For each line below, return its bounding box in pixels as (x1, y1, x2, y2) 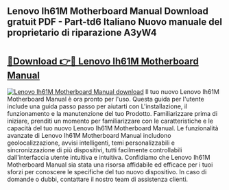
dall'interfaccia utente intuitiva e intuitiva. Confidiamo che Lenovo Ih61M (7, 154, 210, 161)
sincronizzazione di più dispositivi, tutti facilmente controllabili (7, 146, 182, 154)
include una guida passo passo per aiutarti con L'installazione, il (7, 102, 188, 110)
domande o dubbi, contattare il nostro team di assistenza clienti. (7, 175, 189, 183)
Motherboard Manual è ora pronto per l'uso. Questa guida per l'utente (7, 95, 204, 103)
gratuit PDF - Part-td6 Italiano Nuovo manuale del (7, 16, 223, 28)
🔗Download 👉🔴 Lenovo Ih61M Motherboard (7, 55, 199, 67)
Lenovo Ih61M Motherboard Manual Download (7, 5, 209, 17)
